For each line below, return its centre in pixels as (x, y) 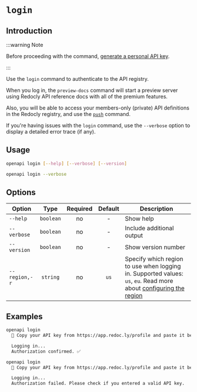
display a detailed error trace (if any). (51, 132)
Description (157, 209)
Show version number (155, 247)
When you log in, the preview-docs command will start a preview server (92, 90)
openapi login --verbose (36, 174)
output (134, 236)
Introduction (29, 31)
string (50, 277)
